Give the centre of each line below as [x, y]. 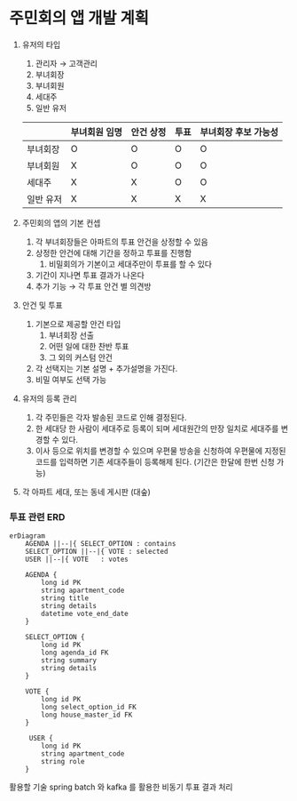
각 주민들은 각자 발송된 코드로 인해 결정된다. [111, 417]
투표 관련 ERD [37, 517]
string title [65, 598]
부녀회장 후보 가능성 [239, 132]
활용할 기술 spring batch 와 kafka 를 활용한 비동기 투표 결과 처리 [121, 787]
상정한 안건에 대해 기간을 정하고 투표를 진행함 [113, 252]
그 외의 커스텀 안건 [81, 357]
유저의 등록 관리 [49, 398]
